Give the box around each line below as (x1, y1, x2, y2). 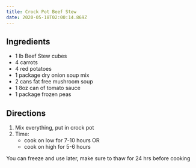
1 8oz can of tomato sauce (14, 85, 81, 92)
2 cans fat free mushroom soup (14, 78, 93, 85)
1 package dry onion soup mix (14, 71, 90, 79)
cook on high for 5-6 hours (23, 143, 91, 151)
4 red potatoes (14, 65, 52, 73)
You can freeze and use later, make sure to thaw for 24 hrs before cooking (6, 155, 191, 162)
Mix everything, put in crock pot (14, 124, 94, 131)
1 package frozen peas (14, 91, 72, 98)
